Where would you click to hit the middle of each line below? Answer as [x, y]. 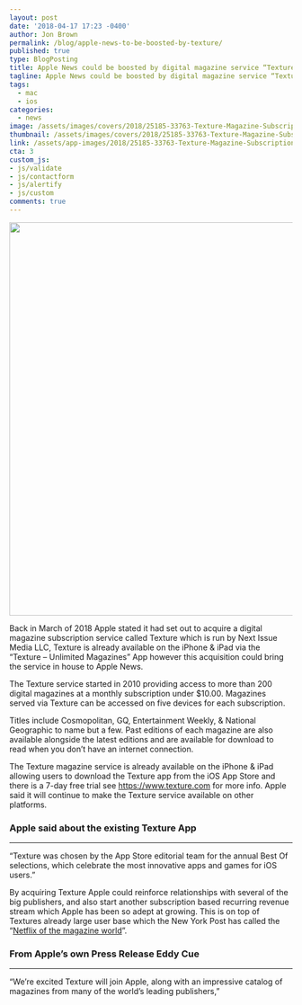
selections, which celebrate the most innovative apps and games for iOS [143, 866]
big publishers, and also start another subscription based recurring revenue [149, 902]
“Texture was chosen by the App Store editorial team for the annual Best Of [149, 856]
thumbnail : [30, 135]
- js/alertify [36, 185]
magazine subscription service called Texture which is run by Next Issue [143, 637]
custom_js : [30, 160]
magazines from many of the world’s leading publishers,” [115, 992]
